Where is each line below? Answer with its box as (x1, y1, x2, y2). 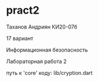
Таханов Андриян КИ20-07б (6, 23, 78, 30)
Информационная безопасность (6, 46, 88, 53)
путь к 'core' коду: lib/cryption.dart (6, 69, 93, 76)
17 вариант (6, 34, 34, 42)
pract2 (6, 4, 40, 17)
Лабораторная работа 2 (6, 58, 67, 65)
